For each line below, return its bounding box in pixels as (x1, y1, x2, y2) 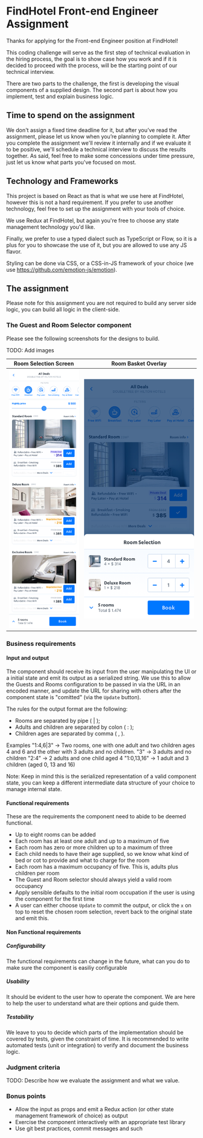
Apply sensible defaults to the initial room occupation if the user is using (14, 889, 195, 896)
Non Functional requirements (6, 928, 82, 936)
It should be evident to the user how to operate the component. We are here (6, 993, 195, 1000)
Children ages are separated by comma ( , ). (14, 729, 125, 737)
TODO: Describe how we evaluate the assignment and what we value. (6, 1076, 180, 1084)
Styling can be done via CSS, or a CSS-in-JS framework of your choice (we (6, 259, 195, 267)
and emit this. (14, 915, 50, 922)
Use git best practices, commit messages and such (14, 1125, 143, 1133)
